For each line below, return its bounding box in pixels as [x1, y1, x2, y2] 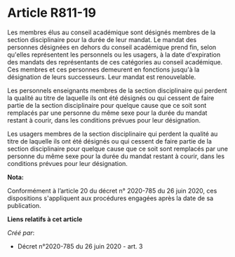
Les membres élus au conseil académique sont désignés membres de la [7, 28, 216, 36]
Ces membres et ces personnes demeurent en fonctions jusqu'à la [7, 65, 200, 74]
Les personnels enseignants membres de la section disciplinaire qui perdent [7, 86, 227, 95]
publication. [7, 201, 41, 209]
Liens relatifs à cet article [7, 215, 83, 223]
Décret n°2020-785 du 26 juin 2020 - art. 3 [17, 242, 143, 250]
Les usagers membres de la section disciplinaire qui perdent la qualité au [7, 130, 218, 138]
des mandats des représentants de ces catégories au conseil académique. [7, 57, 223, 66]
